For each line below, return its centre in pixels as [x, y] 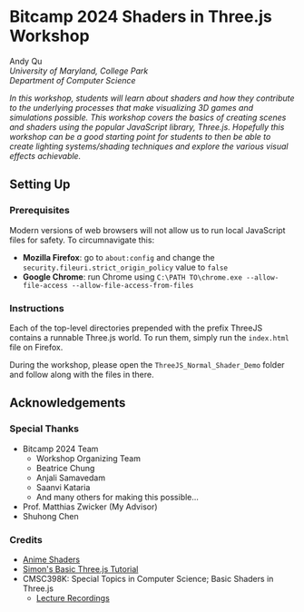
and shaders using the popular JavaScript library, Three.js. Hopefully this [147, 127]
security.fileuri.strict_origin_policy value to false [125, 267]
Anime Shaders [51, 559]
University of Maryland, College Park [79, 71]
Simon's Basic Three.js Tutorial [80, 568]
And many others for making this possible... [118, 497]
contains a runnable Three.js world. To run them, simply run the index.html [149, 337]
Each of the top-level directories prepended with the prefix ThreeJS [136, 328]
